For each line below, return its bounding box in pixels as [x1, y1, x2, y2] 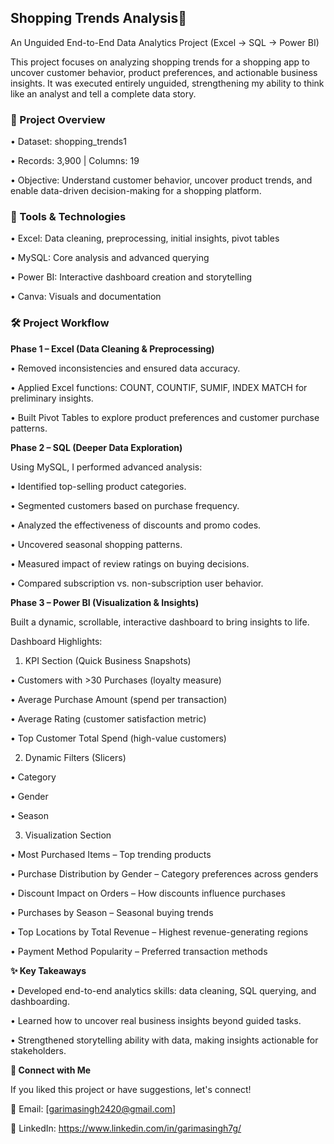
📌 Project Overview [10, 112, 106, 126]
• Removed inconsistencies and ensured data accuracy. [10, 362, 241, 374]
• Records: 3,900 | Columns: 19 [10, 155, 140, 167]
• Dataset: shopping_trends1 [10, 136, 127, 148]
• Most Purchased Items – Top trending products [10, 848, 212, 860]
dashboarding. [10, 995, 70, 1007]
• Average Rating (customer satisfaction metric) [10, 712, 207, 725]
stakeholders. [10, 1044, 67, 1056]
